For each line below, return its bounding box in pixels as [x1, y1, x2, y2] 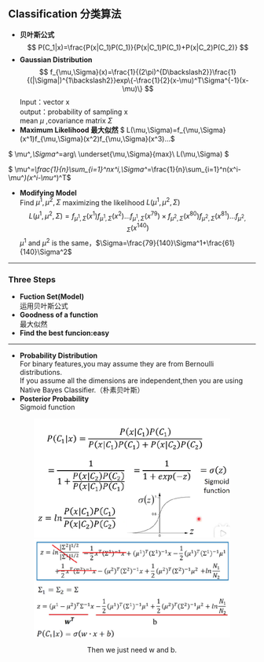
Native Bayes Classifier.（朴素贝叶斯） [19, 385, 145, 395]
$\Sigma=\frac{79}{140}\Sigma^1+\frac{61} [95, 238, 236, 248]
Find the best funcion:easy [19, 329, 110, 338]
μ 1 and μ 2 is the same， [19, 237, 96, 248]
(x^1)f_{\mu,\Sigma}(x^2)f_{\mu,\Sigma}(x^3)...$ [19, 134, 175, 143]
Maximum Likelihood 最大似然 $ [19, 125, 125, 134]
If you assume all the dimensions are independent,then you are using [19, 376, 244, 385]
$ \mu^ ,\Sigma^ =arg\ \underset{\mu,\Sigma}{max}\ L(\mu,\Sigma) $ [8, 149, 229, 159]
